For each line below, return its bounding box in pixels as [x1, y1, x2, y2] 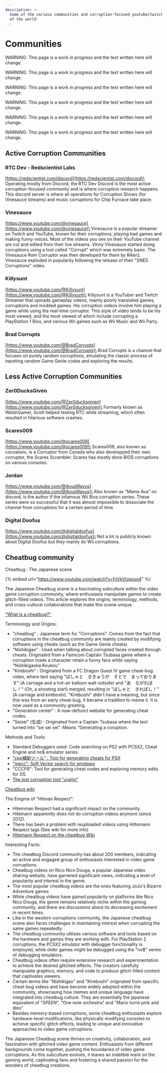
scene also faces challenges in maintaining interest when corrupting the [12, 920, 160, 926]
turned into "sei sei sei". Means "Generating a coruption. [12, 724, 128, 730]
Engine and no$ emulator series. [12, 749, 79, 755]
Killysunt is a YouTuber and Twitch [87, 292, 158, 298]
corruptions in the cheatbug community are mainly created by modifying [12, 636, 161, 642]
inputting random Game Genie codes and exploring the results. [5, 358, 134, 364]
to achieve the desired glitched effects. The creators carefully [12, 963, 139, 969]
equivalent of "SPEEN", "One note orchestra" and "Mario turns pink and [12, 1000, 159, 1006]
